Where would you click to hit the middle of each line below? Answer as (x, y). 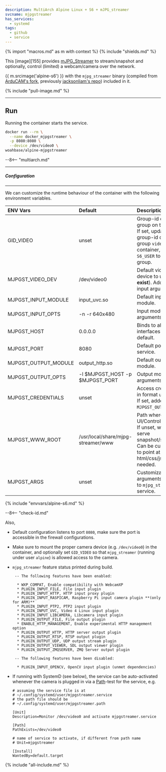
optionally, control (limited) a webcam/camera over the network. (70, 66)
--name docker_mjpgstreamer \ (41, 137)
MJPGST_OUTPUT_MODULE (41, 363)
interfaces (148, 331)
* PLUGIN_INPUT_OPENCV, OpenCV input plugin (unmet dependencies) (87, 667)
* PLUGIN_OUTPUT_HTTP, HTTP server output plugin (69, 633)
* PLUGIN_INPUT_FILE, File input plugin (59, 589)
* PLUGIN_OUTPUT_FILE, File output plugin (61, 619)
